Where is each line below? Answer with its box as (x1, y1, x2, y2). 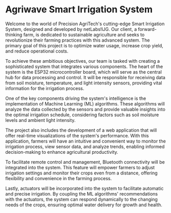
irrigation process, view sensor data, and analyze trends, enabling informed (5, 143, 165, 150)
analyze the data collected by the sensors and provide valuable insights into (5, 106, 165, 112)
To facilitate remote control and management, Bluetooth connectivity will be (5, 158, 165, 165)
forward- (138, 26, 157, 32)
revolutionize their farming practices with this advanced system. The (5, 37, 150, 43)
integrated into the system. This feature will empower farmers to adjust (5, 164, 155, 170)
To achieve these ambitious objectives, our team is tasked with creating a (5, 58, 160, 64)
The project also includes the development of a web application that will (5, 127, 157, 133)
